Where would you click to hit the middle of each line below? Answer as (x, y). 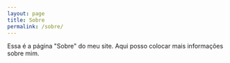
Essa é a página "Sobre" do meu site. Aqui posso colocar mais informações (115, 46)
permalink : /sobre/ (35, 26)
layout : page (26, 13)
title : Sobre (26, 20)
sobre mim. (23, 53)
